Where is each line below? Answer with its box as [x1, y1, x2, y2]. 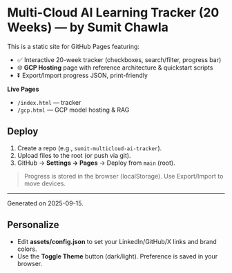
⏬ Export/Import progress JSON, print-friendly [17, 71, 148, 79]
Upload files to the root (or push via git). [17, 151, 131, 159]
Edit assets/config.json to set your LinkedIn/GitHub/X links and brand [17, 237, 217, 245]
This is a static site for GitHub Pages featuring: [7, 42, 140, 50]
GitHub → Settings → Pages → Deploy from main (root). [17, 159, 175, 167]
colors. [17, 245, 37, 253]
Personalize [7, 219, 59, 231]
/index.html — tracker [17, 98, 81, 106]
